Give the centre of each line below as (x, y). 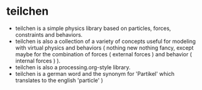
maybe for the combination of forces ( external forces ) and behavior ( (103, 54)
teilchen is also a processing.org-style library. (73, 67)
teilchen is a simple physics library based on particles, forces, (93, 28)
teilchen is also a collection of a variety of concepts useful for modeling (105, 41)
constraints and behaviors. (49, 34)
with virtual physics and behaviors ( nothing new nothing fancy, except (104, 48)
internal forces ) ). (38, 61)
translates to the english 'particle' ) (59, 80)
